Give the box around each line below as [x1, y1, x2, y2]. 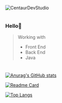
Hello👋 [5, 23, 22, 30]
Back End [25, 49, 46, 55]
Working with [17, 34, 46, 40]
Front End [25, 43, 46, 50]
